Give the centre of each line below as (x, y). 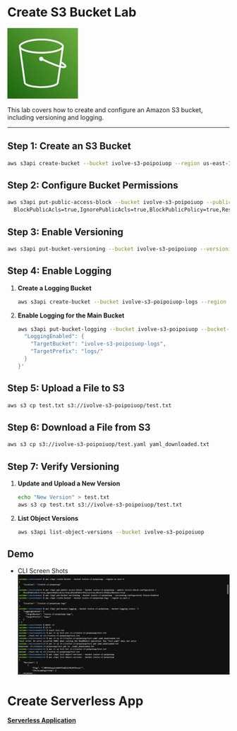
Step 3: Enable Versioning (65, 232)
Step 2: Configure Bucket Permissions (93, 185)
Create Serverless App (75, 701)
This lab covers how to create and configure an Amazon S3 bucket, (105, 109)
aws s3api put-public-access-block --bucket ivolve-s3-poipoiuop (105, 203)
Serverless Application (42, 720)
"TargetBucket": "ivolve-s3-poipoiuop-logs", (99, 344)
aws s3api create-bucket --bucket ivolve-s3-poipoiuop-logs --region (122, 302)
